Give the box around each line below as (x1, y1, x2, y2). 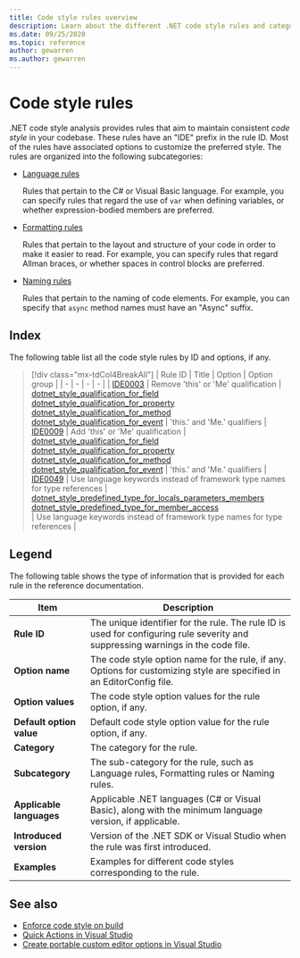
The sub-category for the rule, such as (90, 755, 254, 768)
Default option (13, 715, 76, 728)
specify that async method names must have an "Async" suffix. (21, 302, 254, 312)
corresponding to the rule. (90, 866, 199, 879)
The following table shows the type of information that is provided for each (9, 571, 285, 581)
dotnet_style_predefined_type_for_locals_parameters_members (30, 492, 265, 503)
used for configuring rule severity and (90, 627, 249, 639)
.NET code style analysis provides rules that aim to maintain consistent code (9, 122, 290, 133)
